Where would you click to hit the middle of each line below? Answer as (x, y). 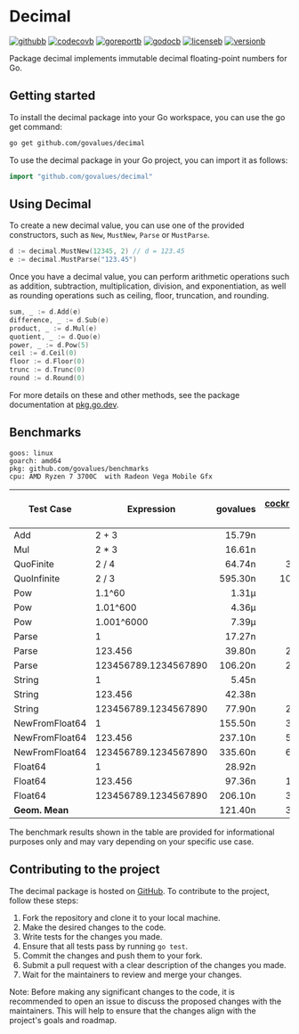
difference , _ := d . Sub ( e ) (59, 320)
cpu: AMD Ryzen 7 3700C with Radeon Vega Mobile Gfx (111, 476)
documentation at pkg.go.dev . (64, 404)
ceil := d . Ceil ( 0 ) (43, 354)
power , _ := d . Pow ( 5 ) (49, 345)
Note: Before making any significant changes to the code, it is (122, 991)
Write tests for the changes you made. (92, 936)
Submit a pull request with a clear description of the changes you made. (154, 965)
